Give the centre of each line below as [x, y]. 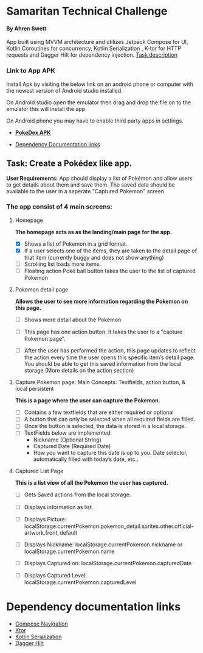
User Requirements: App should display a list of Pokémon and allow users [99, 178]
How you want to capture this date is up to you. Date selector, [110, 453]
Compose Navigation [41, 624]
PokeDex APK [33, 132]
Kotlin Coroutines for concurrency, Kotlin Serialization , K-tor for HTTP [94, 48]
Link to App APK [31, 71]
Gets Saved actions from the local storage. [77, 494]
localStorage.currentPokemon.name [69, 551]
